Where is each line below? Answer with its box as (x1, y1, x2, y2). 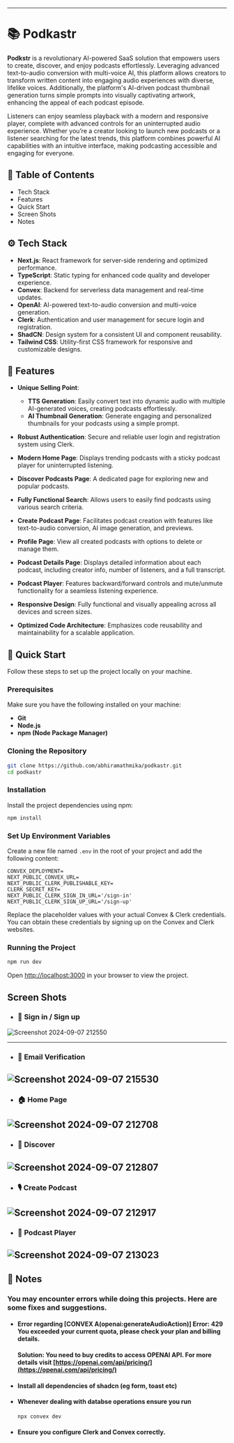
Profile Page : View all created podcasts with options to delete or (17, 538, 203, 546)
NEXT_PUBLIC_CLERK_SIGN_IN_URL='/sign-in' (7, 892, 132, 899)
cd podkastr (7, 769, 42, 776)
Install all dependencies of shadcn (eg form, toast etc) (17, 1382, 178, 1390)
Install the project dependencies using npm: (7, 801, 134, 809)
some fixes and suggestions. (7, 1302, 107, 1312)
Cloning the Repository (7, 746, 87, 756)
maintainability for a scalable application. (17, 628, 135, 637)
